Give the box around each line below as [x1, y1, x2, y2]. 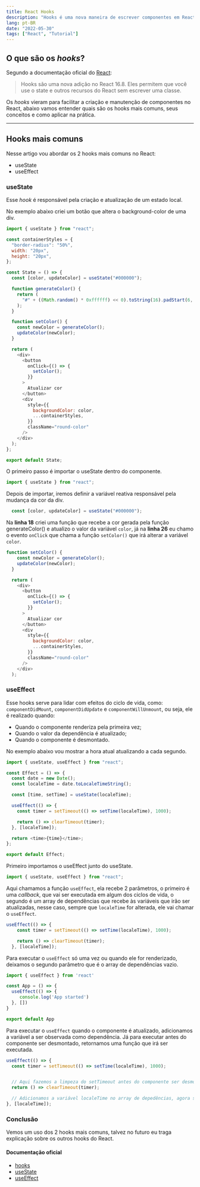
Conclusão [6, 1115, 39, 1123]
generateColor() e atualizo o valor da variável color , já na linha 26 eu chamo [6, 525, 194, 532]
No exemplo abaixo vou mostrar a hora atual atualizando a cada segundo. [6, 747, 187, 754]
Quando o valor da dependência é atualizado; [14, 729, 127, 737]
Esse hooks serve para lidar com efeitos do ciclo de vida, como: [6, 699, 163, 706]
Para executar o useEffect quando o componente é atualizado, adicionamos [6, 1027, 193, 1034]
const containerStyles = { [6, 237, 73, 243]
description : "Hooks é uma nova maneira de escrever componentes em [6, 14, 180, 20]
